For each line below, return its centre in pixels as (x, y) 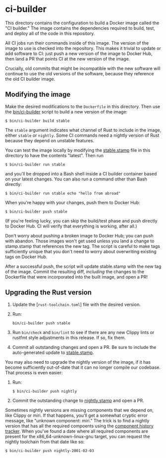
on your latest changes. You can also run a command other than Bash (76, 179)
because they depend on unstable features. (50, 140)
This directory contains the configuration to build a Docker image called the (82, 23)
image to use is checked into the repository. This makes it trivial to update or (83, 48)
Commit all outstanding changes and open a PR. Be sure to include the (84, 347)
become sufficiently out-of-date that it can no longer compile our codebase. (83, 367)
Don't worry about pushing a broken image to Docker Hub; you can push (79, 235)
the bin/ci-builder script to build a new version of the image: (66, 112)
